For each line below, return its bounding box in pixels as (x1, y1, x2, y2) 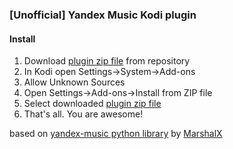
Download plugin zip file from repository (23, 55, 191, 67)
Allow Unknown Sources (23, 76, 126, 88)
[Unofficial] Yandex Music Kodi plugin (9, 8, 197, 22)
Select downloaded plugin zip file (23, 98, 162, 110)
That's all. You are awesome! (23, 108, 144, 120)
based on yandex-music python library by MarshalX (9, 128, 223, 140)
